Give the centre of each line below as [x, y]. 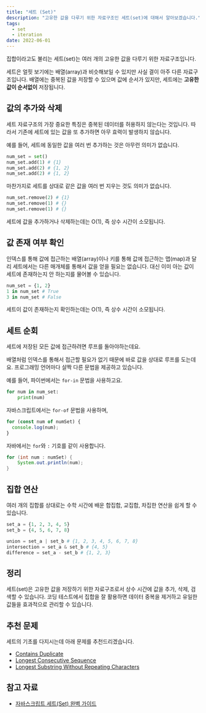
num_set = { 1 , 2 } [29, 286]
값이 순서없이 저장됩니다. [36, 87]
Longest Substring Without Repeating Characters [77, 667]
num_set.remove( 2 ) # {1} [38, 198]
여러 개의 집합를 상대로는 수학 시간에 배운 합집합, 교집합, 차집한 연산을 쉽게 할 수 [102, 505]
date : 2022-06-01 [29, 40]
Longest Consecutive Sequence [56, 660]
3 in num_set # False [34, 297]
